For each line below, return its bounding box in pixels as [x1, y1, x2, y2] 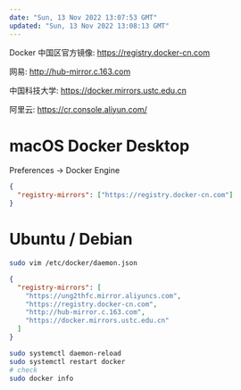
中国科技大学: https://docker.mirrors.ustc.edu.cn [9, 85, 187, 95]
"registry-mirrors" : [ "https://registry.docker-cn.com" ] [17, 191, 234, 200]
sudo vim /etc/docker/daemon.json [9, 259, 138, 268]
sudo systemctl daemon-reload [9, 349, 122, 358]
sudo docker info [9, 374, 74, 383]
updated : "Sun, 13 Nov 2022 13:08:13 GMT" [9, 21, 170, 30]
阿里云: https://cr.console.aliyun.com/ [9, 104, 147, 114]
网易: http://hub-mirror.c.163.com [9, 66, 131, 77]
